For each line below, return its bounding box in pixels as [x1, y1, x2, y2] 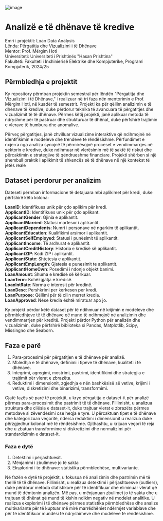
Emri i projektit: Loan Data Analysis [5, 38, 75, 43]
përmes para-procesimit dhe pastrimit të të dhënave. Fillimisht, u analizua [5, 400, 153, 406]
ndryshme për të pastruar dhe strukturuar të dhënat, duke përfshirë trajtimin [5, 116, 158, 122]
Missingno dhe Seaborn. [5, 327, 54, 333]
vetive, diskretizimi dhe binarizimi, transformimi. [12, 386, 109, 391]
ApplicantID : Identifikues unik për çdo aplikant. [5, 209, 100, 215]
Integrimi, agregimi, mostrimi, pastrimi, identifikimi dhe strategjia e [12, 370, 145, 376]
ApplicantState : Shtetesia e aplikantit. [5, 256, 82, 262]
